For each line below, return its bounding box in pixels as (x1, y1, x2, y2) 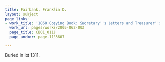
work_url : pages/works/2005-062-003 (9, 25, 84, 30)
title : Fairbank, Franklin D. (5, 7, 67, 12)
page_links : (5, 16, 29, 21)
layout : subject (5, 12, 38, 17)
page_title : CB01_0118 (9, 30, 56, 35)
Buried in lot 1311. (5, 52, 40, 58)
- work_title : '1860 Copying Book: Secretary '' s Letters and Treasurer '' (5, 21, 160, 26)
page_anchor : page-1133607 (9, 35, 65, 40)
